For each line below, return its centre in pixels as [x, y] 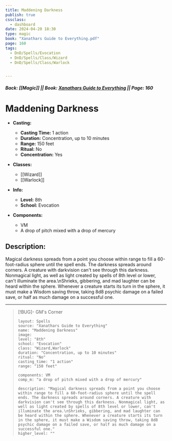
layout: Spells [34, 321]
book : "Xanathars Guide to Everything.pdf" [52, 39]
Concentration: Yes [41, 154]
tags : [11, 48]
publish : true [20, 15]
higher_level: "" [36, 433]
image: [25, 335]
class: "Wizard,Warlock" [44, 348]
